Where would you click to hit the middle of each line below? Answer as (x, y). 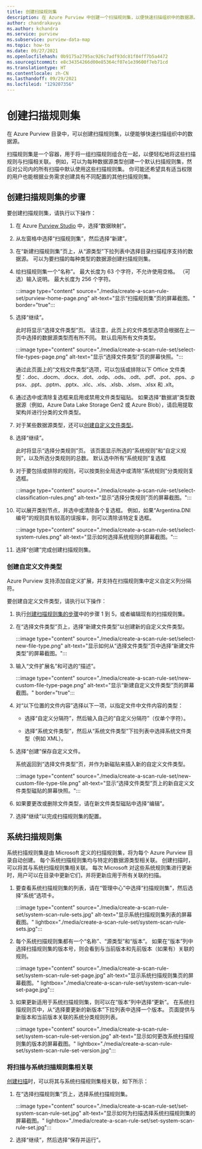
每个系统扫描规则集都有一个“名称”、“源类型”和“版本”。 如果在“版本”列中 (104, 941)
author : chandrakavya (34, 23)
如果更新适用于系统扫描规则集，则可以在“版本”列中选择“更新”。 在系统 (102, 1002)
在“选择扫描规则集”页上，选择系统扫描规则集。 (73, 1094)
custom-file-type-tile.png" (48, 783)
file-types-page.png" (42, 356)
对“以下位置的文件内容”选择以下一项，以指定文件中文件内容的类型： (99, 706)
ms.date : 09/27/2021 (33, 51)
